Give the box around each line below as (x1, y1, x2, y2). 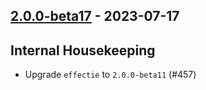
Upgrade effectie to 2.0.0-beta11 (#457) (24, 69, 197, 81)
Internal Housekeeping (10, 42, 156, 59)
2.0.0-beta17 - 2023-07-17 (10, 8, 180, 25)
